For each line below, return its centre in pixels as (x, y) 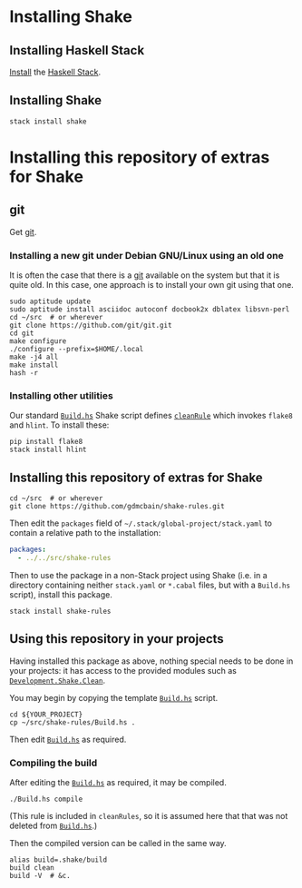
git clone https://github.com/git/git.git (91, 326)
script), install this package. (61, 594)
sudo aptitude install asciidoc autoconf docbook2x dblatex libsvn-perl (150, 310)
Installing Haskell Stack (77, 50)
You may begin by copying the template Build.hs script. (114, 697)
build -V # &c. (40, 876)
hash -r (24, 373)
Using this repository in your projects (117, 639)
